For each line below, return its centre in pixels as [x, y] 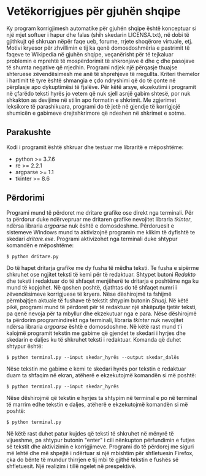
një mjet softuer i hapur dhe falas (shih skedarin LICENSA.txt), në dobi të [98, 34]
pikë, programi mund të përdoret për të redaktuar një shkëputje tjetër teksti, [102, 307]
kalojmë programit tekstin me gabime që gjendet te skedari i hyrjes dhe [96, 333]
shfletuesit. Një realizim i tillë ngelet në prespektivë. [71, 466]
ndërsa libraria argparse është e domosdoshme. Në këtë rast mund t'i [94, 326]
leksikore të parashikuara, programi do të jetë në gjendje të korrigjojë [93, 106]
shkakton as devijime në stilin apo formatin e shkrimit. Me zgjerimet [91, 100]
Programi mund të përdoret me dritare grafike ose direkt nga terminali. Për [100, 212]
